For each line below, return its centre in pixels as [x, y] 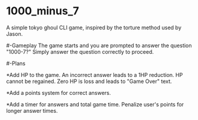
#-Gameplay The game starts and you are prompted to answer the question [99, 45]
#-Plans [16, 63]
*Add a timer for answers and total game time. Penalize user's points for [95, 104]
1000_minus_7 [43, 11]
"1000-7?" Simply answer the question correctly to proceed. [80, 51]
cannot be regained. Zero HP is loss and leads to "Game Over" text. [89, 81]
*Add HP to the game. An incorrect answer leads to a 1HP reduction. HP [95, 75]
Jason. [14, 33]
